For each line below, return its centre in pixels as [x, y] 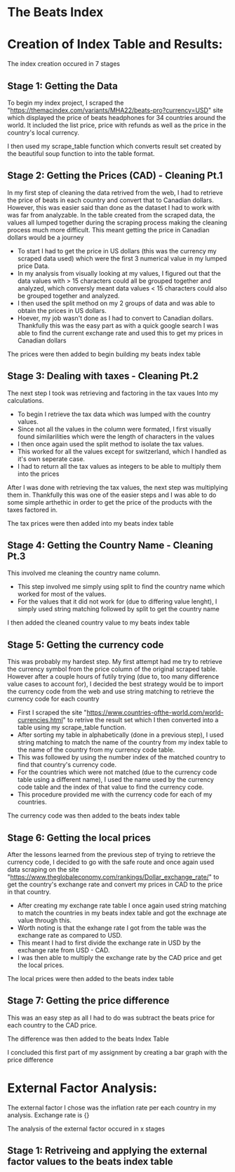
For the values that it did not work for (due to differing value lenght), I [117, 601]
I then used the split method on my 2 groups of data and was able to [116, 303]
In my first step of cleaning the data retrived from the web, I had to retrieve [115, 192]
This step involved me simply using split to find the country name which [121, 587]
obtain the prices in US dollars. [62, 310]
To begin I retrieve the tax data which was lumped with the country [114, 414]
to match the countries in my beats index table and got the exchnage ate [122, 913]
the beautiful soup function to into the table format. [81, 153]
